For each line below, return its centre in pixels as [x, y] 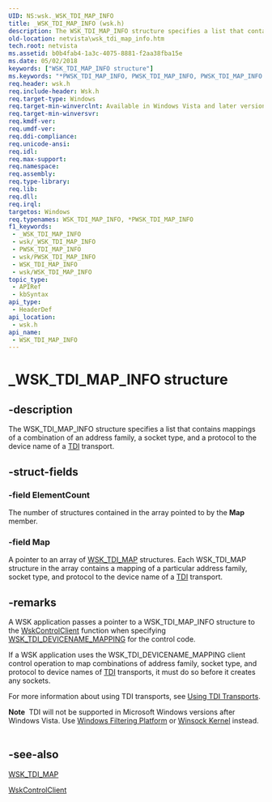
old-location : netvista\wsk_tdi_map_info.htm [86, 38]
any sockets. [30, 680]
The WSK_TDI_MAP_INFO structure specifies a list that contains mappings [132, 429]
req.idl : [23, 151]
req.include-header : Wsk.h [54, 91]
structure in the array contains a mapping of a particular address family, [128, 569]
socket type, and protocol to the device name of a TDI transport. [116, 577]
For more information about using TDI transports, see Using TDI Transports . [134, 697]
